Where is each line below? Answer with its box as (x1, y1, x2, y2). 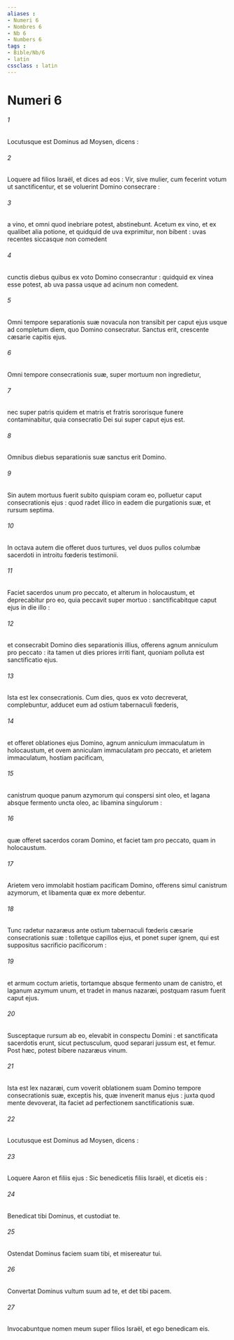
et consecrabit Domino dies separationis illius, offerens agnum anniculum (7, 641, 219, 649)
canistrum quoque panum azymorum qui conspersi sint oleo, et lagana (7, 791, 211, 799)
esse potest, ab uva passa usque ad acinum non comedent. (7, 280, 180, 289)
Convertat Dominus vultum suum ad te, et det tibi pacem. (7, 1287, 172, 1295)
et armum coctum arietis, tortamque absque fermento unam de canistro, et (7, 979, 223, 987)
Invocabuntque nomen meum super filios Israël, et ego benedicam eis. (7, 1325, 210, 1333)
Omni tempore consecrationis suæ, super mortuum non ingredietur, (7, 370, 201, 379)
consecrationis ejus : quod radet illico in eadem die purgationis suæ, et (7, 498, 211, 507)
